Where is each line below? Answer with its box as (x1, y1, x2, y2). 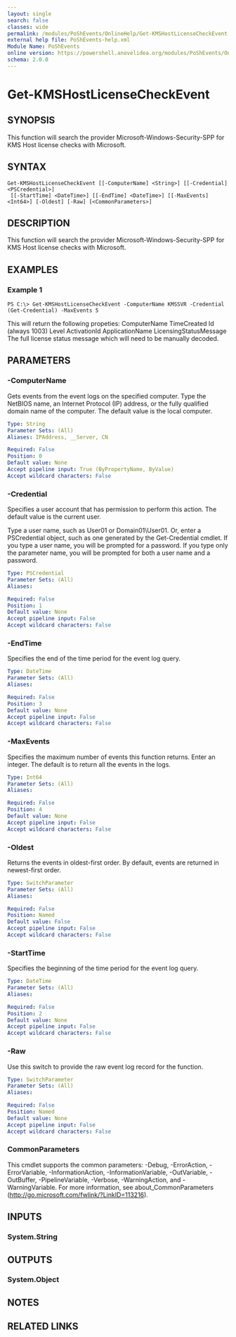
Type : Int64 (7, 774, 42, 781)
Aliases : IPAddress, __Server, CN (7, 434, 109, 441)
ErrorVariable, (7, 1168, 48, 1176)
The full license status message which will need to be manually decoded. (7, 334, 219, 343)
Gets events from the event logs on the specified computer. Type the (7, 391, 206, 400)
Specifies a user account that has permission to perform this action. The (7, 505, 217, 514)
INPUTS (7, 1211, 42, 1223)
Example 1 (7, 284, 43, 294)
